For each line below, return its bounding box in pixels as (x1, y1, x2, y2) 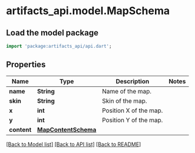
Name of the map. (102, 87, 152, 95)
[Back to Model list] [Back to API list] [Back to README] (6, 141, 141, 148)
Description (115, 77, 150, 85)
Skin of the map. (102, 96, 147, 105)
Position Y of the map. (102, 116, 163, 124)
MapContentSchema (37, 125, 97, 134)
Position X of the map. (102, 106, 163, 115)
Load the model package (6, 28, 99, 38)
